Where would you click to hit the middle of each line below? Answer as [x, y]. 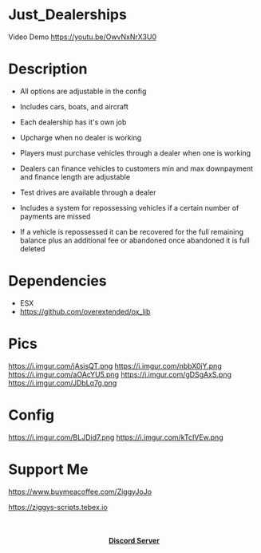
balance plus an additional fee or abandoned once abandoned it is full [134, 240]
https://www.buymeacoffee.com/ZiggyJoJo [80, 492]
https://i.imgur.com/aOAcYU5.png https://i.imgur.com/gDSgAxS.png [120, 374]
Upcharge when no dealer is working [81, 137]
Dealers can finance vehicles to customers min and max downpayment [136, 168]
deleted [32, 248]
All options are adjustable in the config [83, 91]
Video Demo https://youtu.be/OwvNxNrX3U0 [83, 37]
